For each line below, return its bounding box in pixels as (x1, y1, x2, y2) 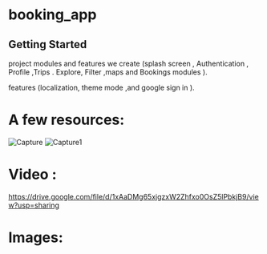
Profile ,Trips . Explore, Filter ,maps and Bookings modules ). (8, 67, 208, 77)
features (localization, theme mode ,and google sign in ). (8, 83, 195, 92)
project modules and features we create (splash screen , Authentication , (8, 58, 249, 68)
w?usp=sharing (8, 200, 60, 210)
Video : (8, 166, 57, 183)
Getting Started (8, 38, 87, 51)
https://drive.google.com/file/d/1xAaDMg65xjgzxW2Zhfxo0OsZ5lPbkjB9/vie (8, 192, 259, 201)
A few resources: (8, 111, 125, 129)
